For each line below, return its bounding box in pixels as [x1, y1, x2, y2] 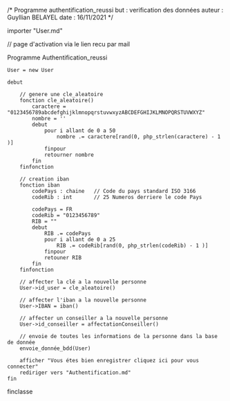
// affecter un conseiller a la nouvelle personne [19, 315, 169, 321]
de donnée [7, 339, 36, 346]
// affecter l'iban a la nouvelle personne [19, 297, 147, 304]
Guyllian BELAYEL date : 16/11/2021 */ [7, 13, 114, 21]
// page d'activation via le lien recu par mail [7, 40, 130, 48]
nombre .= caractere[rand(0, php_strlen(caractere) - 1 [56, 133, 221, 140]
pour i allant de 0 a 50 [44, 127, 116, 134]
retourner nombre [44, 151, 95, 158]
